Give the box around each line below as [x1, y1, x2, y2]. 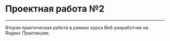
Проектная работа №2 [5, 3, 105, 15]
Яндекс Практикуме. [5, 30, 51, 36]
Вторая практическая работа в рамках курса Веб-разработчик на [5, 24, 149, 30]
